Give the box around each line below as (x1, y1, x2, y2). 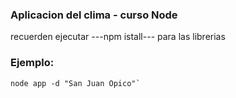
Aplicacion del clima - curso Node (10, 8, 178, 22)
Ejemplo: (10, 56, 55, 70)
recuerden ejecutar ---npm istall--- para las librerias (10, 31, 226, 43)
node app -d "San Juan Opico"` (10, 78, 141, 88)
